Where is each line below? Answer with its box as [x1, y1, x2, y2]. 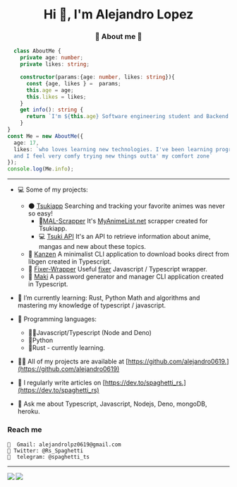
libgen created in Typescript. [28, 257, 111, 266]
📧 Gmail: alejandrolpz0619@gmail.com [7, 441, 121, 448]
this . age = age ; [25, 86, 74, 94]
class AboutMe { [13, 47, 61, 55]
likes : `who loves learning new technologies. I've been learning [13, 146, 213, 153]
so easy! [28, 209, 53, 218]
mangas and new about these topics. [38, 242, 147, 251]
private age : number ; [20, 54, 83, 61]
